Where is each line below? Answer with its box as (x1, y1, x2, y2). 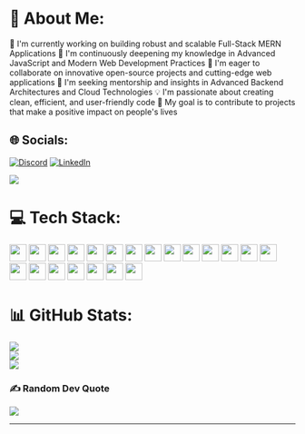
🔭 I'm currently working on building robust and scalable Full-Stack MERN (9, 38, 281, 49)
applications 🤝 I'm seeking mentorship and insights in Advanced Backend (9, 76, 284, 87)
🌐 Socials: (9, 133, 69, 148)
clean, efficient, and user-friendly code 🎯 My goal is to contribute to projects (9, 96, 296, 107)
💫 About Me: (9, 8, 105, 29)
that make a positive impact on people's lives (9, 106, 178, 117)
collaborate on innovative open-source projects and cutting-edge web (9, 67, 272, 78)
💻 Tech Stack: (9, 207, 122, 228)
